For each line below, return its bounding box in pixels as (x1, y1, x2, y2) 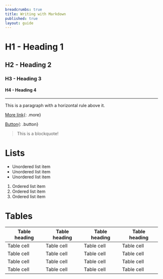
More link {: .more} (5, 112, 41, 118)
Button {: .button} (5, 121, 39, 127)
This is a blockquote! (16, 130, 59, 136)
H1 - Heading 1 (5, 42, 64, 52)
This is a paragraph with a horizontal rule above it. (5, 102, 105, 108)
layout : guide (5, 20, 34, 26)
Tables (5, 211, 33, 222)
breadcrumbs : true (5, 7, 42, 12)
